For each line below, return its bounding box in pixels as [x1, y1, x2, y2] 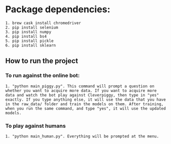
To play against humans [5, 122, 66, 129]
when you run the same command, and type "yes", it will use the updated [5, 106, 166, 111]
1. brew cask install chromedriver [5, 20, 81, 26]
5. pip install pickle [5, 38, 54, 43]
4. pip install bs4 [5, 34, 47, 39]
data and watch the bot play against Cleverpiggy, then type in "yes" [5, 92, 159, 98]
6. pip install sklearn [5, 42, 56, 48]
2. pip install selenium [5, 25, 58, 30]
